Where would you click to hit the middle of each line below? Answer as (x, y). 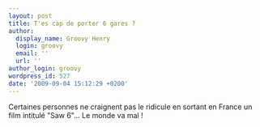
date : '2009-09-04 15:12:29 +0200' (68, 83)
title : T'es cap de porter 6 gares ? (72, 23)
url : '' (29, 61)
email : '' (32, 53)
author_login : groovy (45, 69)
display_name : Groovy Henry (63, 38)
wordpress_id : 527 (39, 76)
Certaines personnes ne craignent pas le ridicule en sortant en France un (130, 107)
